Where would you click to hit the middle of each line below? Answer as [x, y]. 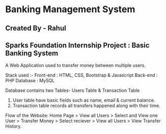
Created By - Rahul [36, 28]
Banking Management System [70, 9]
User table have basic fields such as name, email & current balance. [84, 100]
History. [13, 126]
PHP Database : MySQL [30, 81]
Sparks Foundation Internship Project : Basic [77, 45]
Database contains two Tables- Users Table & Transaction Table [73, 90]
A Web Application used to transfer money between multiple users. [76, 65]
